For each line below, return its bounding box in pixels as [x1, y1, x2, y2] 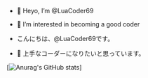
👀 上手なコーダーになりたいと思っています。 [16, 49, 145, 57]
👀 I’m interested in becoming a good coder [16, 20, 140, 28]
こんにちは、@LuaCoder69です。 [16, 35, 114, 42]
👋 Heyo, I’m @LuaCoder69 [16, 7, 94, 15]
